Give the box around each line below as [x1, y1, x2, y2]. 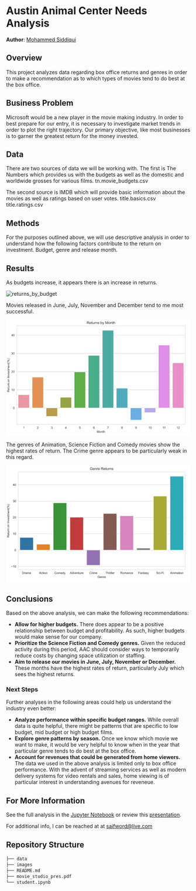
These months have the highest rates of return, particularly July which [14, 664, 184, 671]
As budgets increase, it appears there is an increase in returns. [6, 279, 158, 286]
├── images [6, 862, 33, 868]
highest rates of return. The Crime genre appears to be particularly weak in [6, 447, 187, 454]
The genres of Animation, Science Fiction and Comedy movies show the [6, 441, 180, 448]
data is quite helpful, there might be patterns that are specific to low [14, 723, 178, 730]
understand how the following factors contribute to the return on [6, 240, 161, 247]
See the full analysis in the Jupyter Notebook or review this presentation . [6, 811, 181, 818]
